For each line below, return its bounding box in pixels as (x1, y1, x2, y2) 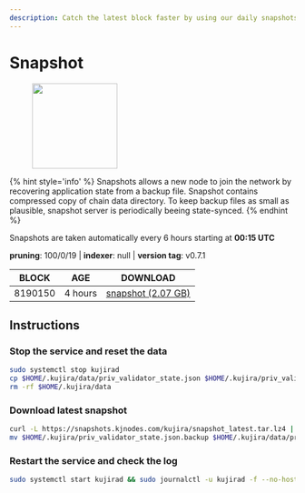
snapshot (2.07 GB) (105, 287, 191, 299)
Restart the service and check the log (9, 454, 179, 467)
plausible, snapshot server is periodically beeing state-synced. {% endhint (9, 205, 289, 216)
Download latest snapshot (9, 404, 128, 417)
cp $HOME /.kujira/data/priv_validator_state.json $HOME (9, 374, 225, 383)
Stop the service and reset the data (9, 345, 168, 357)
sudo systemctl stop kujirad (9, 366, 120, 375)
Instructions (9, 317, 80, 333)
